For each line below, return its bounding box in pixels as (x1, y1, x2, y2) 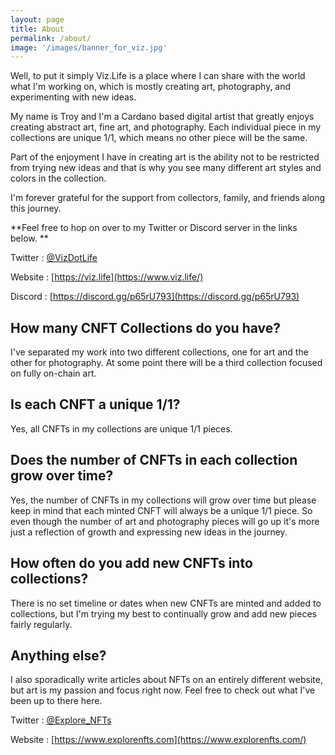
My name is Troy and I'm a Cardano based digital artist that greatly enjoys (10, 111, 315, 123)
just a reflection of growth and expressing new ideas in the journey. (10, 526, 288, 538)
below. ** (10, 232, 49, 245)
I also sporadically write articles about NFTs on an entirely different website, (10, 674, 323, 686)
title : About (10, 24, 65, 34)
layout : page (10, 14, 65, 25)
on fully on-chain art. (10, 367, 97, 380)
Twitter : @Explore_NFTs (10, 714, 112, 726)
